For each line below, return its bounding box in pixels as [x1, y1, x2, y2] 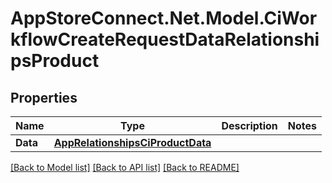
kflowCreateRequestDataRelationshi [10, 28, 320, 51]
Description [221, 119, 278, 132]
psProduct [10, 50, 100, 72]
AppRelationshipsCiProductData [53, 136, 212, 149]
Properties [10, 89, 78, 106]
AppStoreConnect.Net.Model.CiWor [10, 7, 318, 30]
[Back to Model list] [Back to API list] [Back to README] [10, 162, 240, 173]
